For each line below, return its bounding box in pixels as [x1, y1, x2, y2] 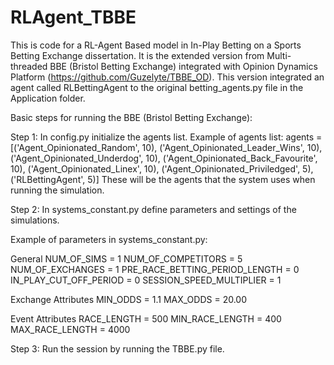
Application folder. [10, 92, 86, 104]
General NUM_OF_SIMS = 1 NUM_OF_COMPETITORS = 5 [10, 252, 243, 265]
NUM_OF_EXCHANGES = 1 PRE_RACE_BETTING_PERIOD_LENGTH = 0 [10, 263, 300, 275]
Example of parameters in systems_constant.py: [10, 233, 208, 245]
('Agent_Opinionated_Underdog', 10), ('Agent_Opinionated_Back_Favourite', [10, 152, 318, 164]
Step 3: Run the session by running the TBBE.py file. [10, 342, 225, 355]
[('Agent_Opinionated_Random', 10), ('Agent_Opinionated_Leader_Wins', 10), [10, 141, 323, 153]
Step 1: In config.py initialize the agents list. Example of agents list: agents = [10, 131, 323, 143]
